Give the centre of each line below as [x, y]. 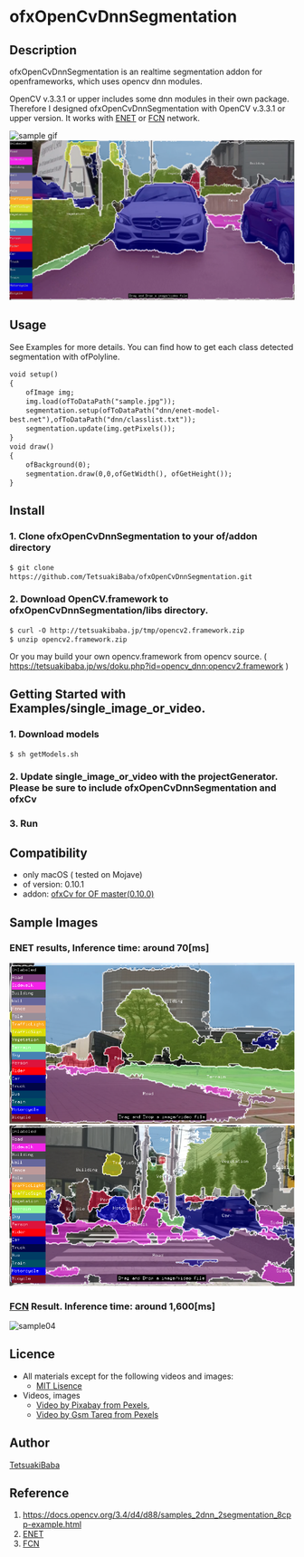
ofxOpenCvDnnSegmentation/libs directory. [109, 611]
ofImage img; [50, 392]
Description [43, 50]
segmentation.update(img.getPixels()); [101, 428]
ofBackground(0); [58, 465]
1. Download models [54, 735]
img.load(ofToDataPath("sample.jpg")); [101, 401]
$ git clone [32, 567]
